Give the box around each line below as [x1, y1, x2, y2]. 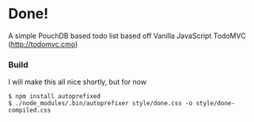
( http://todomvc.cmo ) [8, 39, 78, 48]
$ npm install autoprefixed [8, 93, 101, 101]
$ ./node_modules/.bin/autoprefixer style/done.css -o [8, 100, 193, 108]
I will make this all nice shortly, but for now [8, 77, 147, 87]
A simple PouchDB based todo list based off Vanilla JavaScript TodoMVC [8, 31, 247, 40]
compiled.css [8, 106, 51, 115]
